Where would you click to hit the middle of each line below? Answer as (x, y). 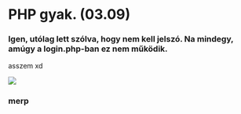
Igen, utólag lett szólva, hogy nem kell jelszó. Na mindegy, (121, 39)
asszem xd (26, 66)
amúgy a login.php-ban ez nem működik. (88, 49)
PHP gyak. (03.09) (69, 15)
